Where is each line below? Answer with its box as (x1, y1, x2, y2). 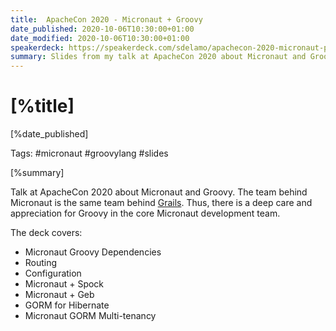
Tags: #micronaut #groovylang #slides (10, 147, 169, 160)
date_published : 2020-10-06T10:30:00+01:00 (10, 24, 195, 34)
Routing (24, 257, 58, 269)
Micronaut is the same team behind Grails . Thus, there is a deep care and (10, 197, 313, 209)
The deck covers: (10, 227, 83, 239)
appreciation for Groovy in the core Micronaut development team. (10, 207, 281, 220)
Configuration (24, 267, 82, 280)
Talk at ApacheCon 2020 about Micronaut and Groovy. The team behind (10, 186, 308, 198)
